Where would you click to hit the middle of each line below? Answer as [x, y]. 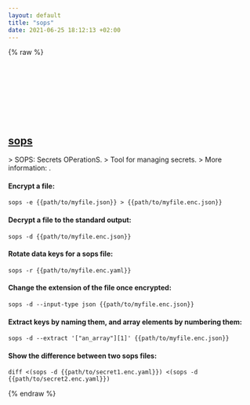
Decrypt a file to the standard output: [70, 220]
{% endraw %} [32, 394]
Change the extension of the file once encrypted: [90, 288]
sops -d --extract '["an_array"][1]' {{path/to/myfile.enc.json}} [119, 338]
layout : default [34, 15]
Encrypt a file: [31, 186]
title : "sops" [31, 23]
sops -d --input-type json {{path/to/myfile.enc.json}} [101, 305]
